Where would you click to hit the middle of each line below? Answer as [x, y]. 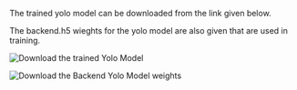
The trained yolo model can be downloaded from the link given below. [140, 13]
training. [25, 40]
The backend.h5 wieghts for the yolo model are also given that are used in [149, 30]
